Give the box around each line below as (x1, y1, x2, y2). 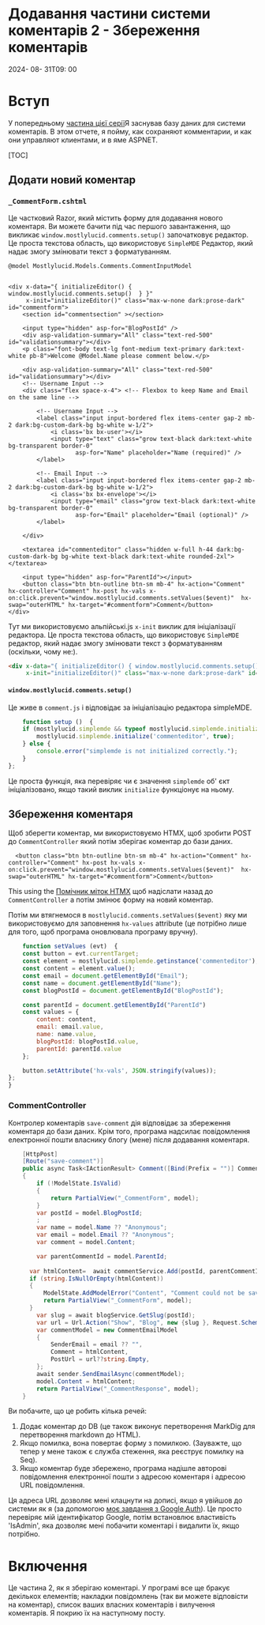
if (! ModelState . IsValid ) (36, 1179, 122, 1187)
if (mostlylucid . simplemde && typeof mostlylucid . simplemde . (22, 725, 227, 733)
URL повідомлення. (19, 1480, 85, 1490)
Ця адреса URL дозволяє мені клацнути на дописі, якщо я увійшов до (8, 1495, 243, 1506)
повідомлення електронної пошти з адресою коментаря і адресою (19, 1472, 246, 1482)
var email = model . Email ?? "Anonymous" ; (36, 1231, 175, 1239)
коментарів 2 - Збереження (8, 21, 200, 40)
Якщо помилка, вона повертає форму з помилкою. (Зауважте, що (19, 1438, 242, 1448)
